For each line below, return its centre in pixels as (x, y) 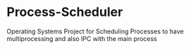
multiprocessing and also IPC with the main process (82, 38)
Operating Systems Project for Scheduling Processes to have (95, 31)
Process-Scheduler (65, 12)
